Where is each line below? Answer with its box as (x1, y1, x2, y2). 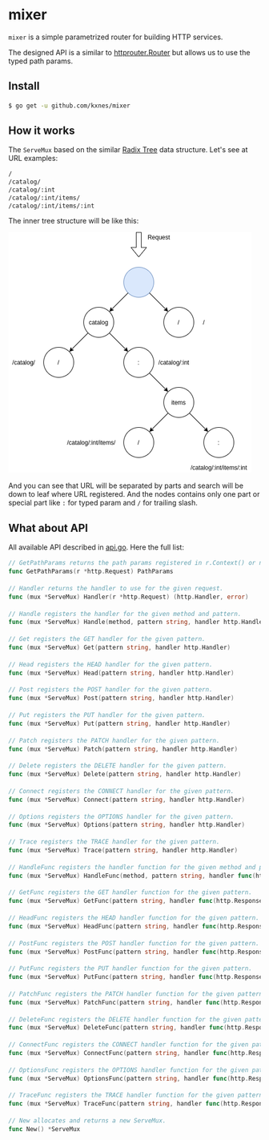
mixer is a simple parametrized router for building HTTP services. (8, 32, 223, 42)
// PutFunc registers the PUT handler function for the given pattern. (8, 965, 252, 973)
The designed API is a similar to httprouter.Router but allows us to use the (8, 47, 251, 57)
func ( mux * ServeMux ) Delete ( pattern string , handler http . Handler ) (8, 771, 242, 779)
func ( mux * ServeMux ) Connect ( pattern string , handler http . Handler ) (8, 796, 246, 804)
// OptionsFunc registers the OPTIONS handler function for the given (8, 1065, 249, 1074)
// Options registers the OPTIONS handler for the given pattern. (8, 812, 235, 820)
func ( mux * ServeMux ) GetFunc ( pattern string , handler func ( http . (8, 897, 235, 905)
